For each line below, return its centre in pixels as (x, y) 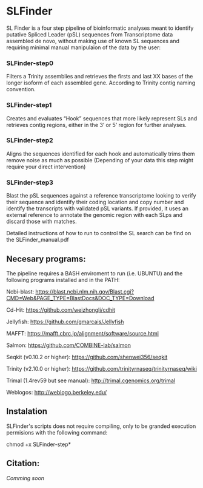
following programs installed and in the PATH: (63, 280)
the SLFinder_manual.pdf (38, 240)
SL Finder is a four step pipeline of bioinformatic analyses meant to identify (100, 28)
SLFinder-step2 (30, 140)
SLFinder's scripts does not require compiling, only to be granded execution (101, 426)
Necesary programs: (46, 259)
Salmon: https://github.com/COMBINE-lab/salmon (69, 345)
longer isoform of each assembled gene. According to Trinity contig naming (101, 83)
